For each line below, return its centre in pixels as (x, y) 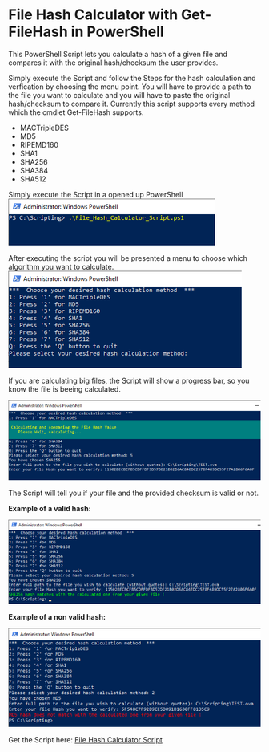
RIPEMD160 (39, 144)
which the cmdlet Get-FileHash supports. (76, 112)
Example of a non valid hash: (57, 616)
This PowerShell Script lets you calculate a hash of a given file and (118, 54)
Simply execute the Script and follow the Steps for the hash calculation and (132, 78)
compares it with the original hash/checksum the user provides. (113, 63)
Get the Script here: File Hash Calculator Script (85, 739)
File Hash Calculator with (93, 15)
